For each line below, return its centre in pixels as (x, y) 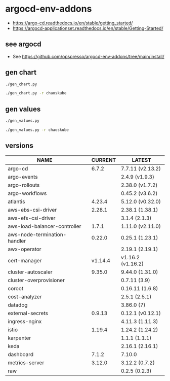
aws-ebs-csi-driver (32, 210)
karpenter (19, 338)
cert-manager (25, 260)
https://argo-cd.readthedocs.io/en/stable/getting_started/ (73, 23)
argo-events (23, 177)
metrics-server (26, 362)
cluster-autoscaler (30, 272)
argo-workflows (27, 193)
